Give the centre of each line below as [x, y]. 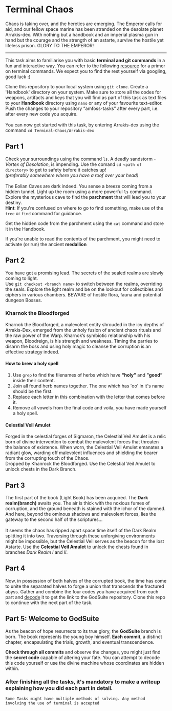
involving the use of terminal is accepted [52, 703]
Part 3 [15, 485]
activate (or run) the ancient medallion [46, 244]
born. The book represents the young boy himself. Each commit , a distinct [84, 637]
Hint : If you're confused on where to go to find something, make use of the [84, 208]
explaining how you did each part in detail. [59, 688]
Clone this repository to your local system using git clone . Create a [77, 86]
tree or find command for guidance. [44, 213]
